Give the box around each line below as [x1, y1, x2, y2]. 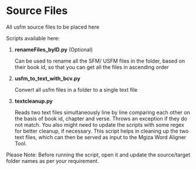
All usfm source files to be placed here [6, 23, 100, 30]
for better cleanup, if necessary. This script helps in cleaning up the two [14, 127, 189, 134]
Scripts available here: [6, 34, 60, 41]
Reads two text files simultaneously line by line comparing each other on [14, 109, 191, 116]
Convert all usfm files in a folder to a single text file [14, 86, 138, 93]
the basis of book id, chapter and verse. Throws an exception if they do [14, 115, 188, 122]
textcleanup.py [14, 98, 53, 105]
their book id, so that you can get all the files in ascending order [14, 63, 169, 71]
